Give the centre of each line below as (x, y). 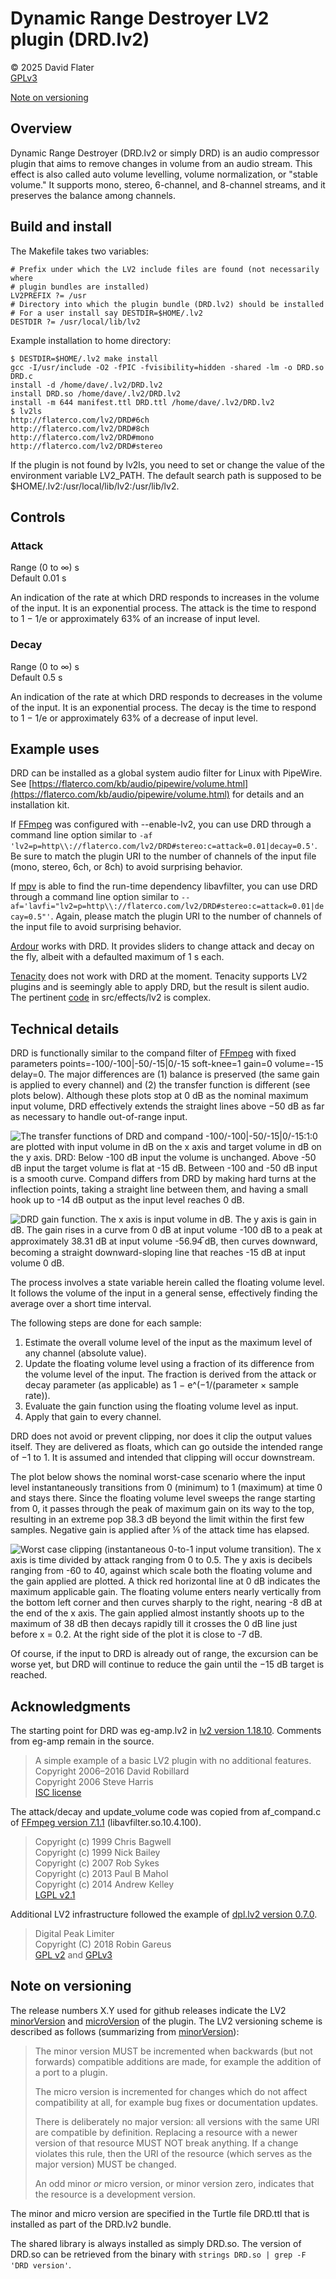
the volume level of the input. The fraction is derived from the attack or (170, 1374)
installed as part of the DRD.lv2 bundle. (91, 2224)
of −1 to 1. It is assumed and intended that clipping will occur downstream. (163, 1458)
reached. (29, 1675)
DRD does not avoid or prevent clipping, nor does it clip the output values (161, 1436)
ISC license (58, 1792)
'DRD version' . (41, 2264)
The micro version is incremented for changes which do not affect (171, 2091)
